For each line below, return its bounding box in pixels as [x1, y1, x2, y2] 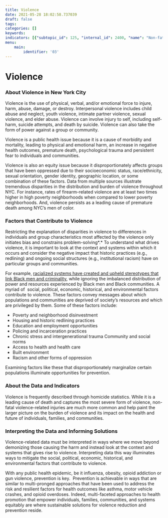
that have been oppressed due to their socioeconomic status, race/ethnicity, [5, 167, 162, 174]
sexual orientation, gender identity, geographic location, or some [5, 172, 138, 179]
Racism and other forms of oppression [12, 355, 92, 361]
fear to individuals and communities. [5, 152, 80, 158]
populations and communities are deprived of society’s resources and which [5, 297, 162, 303]
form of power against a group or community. [5, 126, 99, 133]
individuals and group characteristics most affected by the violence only [5, 234, 154, 240]
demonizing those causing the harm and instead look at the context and [5, 444, 153, 450]
